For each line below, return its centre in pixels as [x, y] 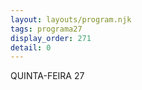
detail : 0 [31, 47]
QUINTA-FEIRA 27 [47, 76]
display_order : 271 [51, 38]
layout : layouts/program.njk [71, 19]
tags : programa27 [46, 29]
